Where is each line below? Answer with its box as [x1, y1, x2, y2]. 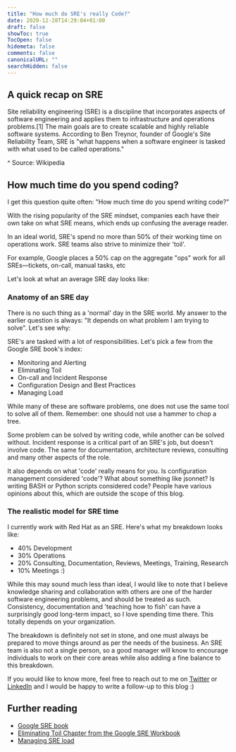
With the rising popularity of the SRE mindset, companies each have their [7, 211, 220, 220]
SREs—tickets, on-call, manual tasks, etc [7, 261, 126, 270]
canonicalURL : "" [7, 56, 58, 63]
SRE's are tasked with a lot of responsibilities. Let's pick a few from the [7, 337, 213, 345]
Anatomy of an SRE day [7, 292, 89, 302]
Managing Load [17, 388, 63, 397]
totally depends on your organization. [7, 617, 116, 626]
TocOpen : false [7, 37, 52, 44]
